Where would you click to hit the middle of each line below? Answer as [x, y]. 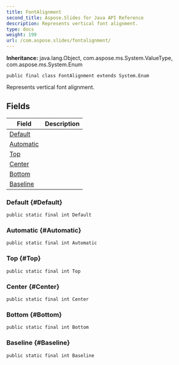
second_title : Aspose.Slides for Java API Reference [75, 18]
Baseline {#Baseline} [38, 343]
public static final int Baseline [51, 355]
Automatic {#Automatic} [44, 231]
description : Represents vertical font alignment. [72, 23]
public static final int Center [48, 299]
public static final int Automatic [52, 243]
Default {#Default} [35, 202]
